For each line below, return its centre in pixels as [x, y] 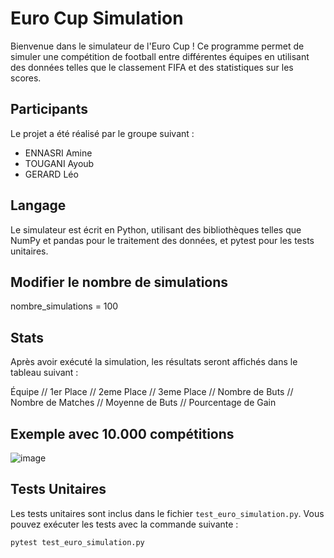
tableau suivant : [44, 373]
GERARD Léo [51, 174]
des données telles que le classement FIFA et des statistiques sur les [152, 67]
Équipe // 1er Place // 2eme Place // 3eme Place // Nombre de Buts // [152, 392]
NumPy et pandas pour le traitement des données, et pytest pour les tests [162, 240]
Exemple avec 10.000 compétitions [122, 433]
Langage [38, 205]
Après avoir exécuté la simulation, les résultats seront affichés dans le [154, 362]
